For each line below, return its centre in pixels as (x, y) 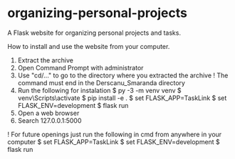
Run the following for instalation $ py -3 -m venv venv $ (99, 90)
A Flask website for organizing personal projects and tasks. (94, 33)
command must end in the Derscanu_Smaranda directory (101, 82)
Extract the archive (45, 60)
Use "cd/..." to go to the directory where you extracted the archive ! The (123, 75)
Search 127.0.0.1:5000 (49, 120)
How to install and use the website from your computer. (89, 46)
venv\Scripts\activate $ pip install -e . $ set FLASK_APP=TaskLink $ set (122, 98)
